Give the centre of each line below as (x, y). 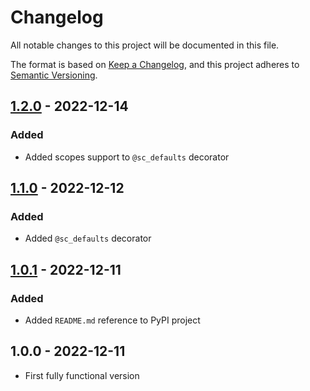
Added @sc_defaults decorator (88, 238)
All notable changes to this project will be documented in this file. (145, 45)
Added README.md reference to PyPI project (112, 320)
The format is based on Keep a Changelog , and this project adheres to (155, 64)
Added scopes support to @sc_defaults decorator (127, 157)
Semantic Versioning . (54, 75)
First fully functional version (82, 375)
